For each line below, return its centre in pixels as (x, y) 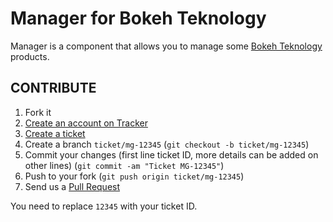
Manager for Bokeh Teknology (138, 18)
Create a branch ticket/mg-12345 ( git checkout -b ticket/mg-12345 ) (167, 144)
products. (30, 56)
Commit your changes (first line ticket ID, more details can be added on (171, 154)
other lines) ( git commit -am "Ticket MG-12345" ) (124, 165)
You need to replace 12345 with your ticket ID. (104, 206)
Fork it (38, 112)
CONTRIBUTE (53, 88)
